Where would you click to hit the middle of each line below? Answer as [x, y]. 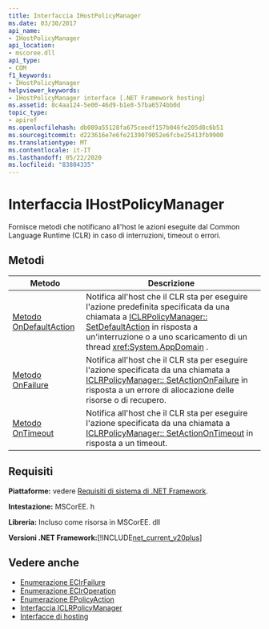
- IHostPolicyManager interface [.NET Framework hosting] [107, 98]
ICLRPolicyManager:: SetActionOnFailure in [167, 379]
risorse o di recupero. [126, 400]
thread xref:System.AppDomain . [147, 347]
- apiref [23, 120]
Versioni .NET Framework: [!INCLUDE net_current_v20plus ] [105, 538]
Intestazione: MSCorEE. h [52, 506]
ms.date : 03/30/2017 [43, 23]
